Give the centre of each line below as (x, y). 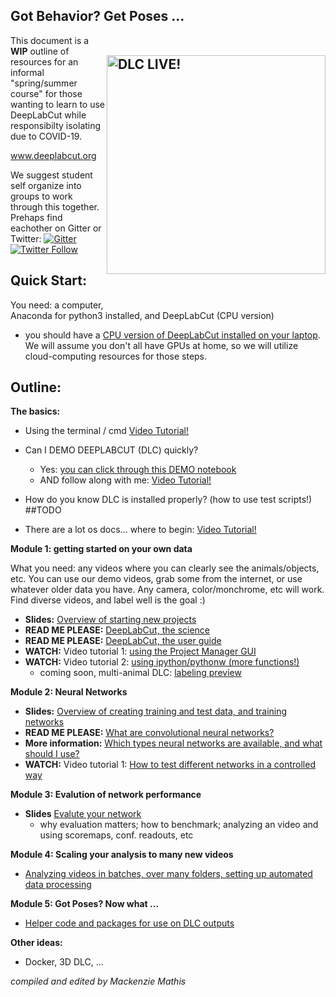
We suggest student (51, 175)
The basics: (35, 411)
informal (27, 72)
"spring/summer (44, 83)
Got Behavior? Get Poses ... (97, 16)
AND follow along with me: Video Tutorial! (125, 480)
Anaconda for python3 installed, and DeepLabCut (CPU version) (142, 315)
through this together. (55, 206)
